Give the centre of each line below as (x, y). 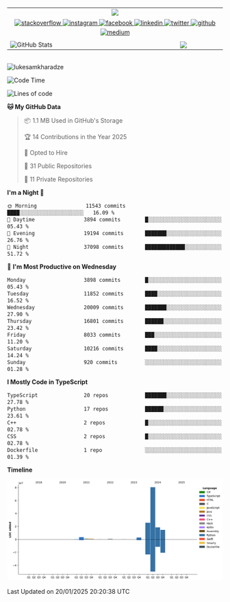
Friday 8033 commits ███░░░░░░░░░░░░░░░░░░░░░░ (115, 335)
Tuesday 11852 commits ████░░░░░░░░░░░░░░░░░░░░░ (115, 294)
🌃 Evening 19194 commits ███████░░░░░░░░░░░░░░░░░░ (115, 234)
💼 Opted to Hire (46, 153)
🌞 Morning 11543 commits (66, 206)
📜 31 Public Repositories (58, 166)
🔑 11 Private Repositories (59, 180)
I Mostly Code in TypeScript (47, 382)
